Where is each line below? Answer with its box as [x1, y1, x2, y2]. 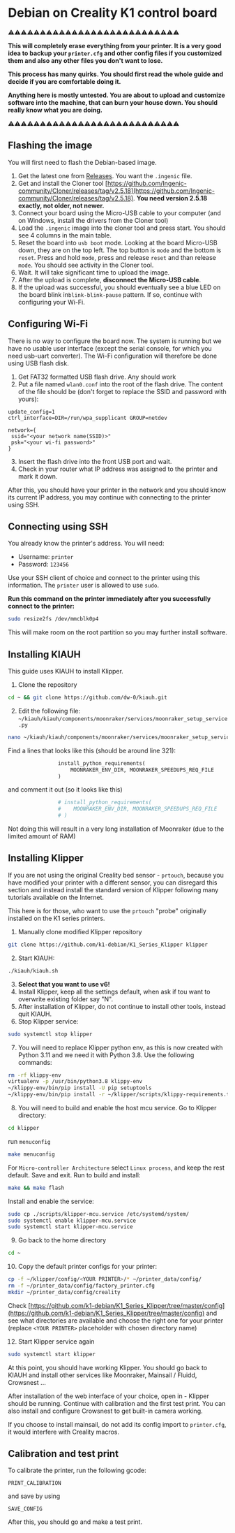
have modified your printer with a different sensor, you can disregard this [8, 878, 218, 887]
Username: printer [17, 553, 74, 561]
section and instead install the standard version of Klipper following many [8, 885, 219, 894]
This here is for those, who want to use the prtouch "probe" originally [8, 906, 206, 915]
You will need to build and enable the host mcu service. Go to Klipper [17, 1104, 217, 1112]
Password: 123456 [17, 560, 69, 569]
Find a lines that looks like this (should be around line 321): [8, 746, 176, 755]
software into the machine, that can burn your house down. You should [8, 98, 218, 106]
